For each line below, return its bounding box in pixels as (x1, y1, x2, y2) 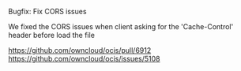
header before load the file (8, 31, 95, 39)
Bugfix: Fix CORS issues (8, 7, 87, 16)
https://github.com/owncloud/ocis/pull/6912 (8, 46, 152, 54)
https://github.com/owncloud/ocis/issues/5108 (8, 54, 160, 63)
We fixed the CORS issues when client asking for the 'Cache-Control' (8, 22, 234, 31)
